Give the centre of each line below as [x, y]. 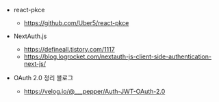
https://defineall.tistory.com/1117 [69, 49]
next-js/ [35, 64]
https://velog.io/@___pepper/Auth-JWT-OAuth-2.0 [94, 91]
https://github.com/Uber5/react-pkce [76, 23]
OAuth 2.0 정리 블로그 [43, 78]
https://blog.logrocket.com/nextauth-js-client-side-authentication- [118, 56]
